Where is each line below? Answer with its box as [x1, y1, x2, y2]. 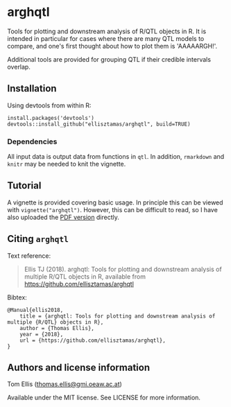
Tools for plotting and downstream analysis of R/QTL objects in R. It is [7, 27, 207, 35]
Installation [7, 83, 57, 94]
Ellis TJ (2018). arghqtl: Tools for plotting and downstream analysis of [24, 265, 222, 273]
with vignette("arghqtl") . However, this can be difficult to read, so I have [7, 205, 219, 214]
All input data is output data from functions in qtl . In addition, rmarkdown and [7, 153, 225, 161]
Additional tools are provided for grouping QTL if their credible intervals [7, 55, 212, 63]
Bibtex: [7, 293, 28, 302]
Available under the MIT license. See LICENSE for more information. [7, 393, 201, 402]
